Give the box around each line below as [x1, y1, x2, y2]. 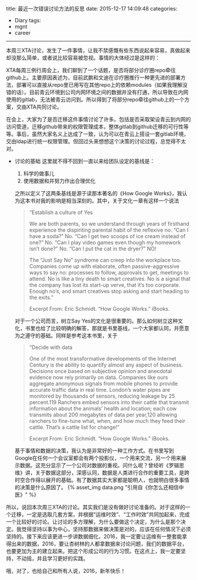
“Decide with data [29, 344, 73, 351]
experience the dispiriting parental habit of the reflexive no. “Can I [29, 226, 189, 233]
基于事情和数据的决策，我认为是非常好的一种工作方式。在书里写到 [14, 447, 174, 454]
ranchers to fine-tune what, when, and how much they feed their [29, 418, 186, 424]
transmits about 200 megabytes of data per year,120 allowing [29, 411, 178, 418]
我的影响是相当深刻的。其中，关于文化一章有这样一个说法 [40, 197, 179, 204]
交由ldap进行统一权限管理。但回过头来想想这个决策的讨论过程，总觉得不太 [6, 138, 186, 145]
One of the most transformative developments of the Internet [29, 355, 177, 362]
